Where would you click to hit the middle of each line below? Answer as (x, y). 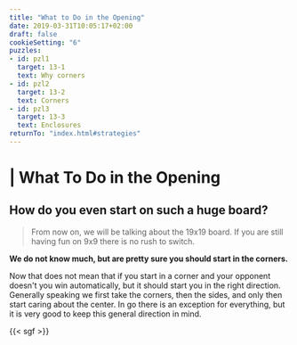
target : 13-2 (41, 92)
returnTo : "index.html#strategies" (75, 134)
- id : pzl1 (29, 59)
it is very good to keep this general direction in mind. (105, 314)
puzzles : (25, 51)
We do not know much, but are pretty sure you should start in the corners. (149, 259)
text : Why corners (52, 76)
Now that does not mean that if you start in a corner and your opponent (140, 275)
